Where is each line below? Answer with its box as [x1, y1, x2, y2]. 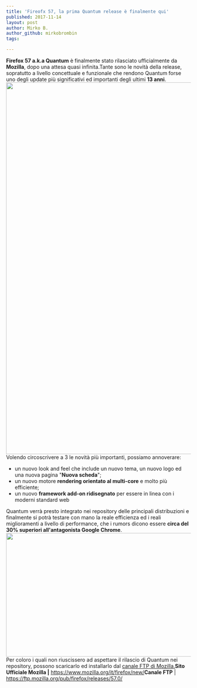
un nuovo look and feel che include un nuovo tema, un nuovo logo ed [14, 465, 182, 472]
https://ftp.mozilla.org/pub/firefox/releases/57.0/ [6, 675, 123, 682]
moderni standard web [14, 497, 70, 503]
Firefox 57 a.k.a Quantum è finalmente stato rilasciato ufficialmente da [6, 57, 178, 64]
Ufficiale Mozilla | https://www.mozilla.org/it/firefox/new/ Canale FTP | [6, 669, 176, 676]
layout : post [6, 19, 38, 25]
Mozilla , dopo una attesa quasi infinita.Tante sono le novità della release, [6, 63, 182, 70]
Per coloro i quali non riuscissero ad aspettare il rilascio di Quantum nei [6, 656, 178, 663]
